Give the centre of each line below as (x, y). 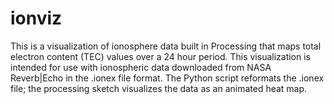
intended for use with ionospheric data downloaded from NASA (141, 67)
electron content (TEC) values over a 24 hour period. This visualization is (161, 56)
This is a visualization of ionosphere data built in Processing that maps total (166, 46)
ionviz (36, 18)
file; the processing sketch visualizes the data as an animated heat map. (159, 88)
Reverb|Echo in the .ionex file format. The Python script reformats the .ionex (167, 78)
